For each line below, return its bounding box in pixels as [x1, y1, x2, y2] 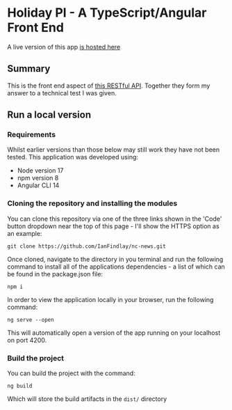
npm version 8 [17, 174, 59, 182]
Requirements [7, 130, 56, 140]
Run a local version [7, 109, 92, 121]
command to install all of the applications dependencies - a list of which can [7, 262, 226, 271]
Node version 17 [17, 166, 64, 175]
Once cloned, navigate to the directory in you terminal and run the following [7, 255, 224, 263]
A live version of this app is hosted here [7, 42, 121, 51]
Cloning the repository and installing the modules [7, 198, 178, 208]
